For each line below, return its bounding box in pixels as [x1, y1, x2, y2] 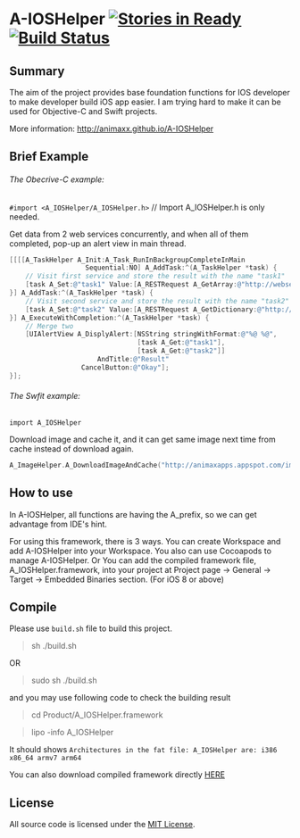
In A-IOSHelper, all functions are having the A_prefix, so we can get [9, 509, 257, 519]
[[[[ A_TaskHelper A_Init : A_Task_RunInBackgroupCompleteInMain [9, 255, 246, 264]
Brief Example [9, 149, 89, 164]
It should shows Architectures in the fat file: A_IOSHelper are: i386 [9, 744, 278, 755]
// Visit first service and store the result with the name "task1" [25, 272, 286, 281]
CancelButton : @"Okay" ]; [80, 362, 170, 372]
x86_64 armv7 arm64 [9, 754, 82, 763]
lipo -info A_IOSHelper [30, 727, 114, 738]
